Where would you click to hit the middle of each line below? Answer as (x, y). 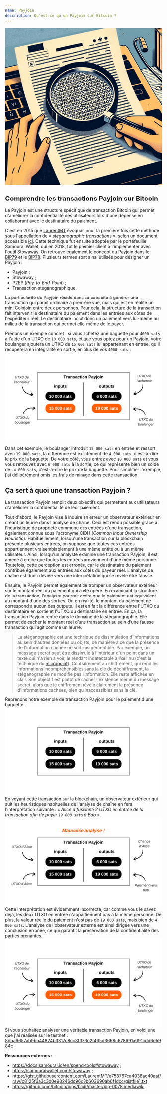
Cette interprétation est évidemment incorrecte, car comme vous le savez (81, 909)
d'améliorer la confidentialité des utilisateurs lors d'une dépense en (74, 216)
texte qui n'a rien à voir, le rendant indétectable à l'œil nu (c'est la (84, 658)
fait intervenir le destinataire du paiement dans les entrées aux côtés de (79, 313)
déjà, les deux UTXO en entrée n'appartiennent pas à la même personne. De (83, 914)
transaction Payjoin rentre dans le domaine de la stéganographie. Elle (76, 616)
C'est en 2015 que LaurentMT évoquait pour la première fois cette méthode (82, 231)
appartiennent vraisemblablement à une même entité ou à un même (75, 549)
